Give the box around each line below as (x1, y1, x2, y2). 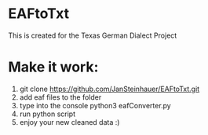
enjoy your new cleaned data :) (19, 117, 120, 126)
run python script (19, 109, 76, 119)
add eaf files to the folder (19, 92, 102, 102)
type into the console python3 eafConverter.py (19, 100, 171, 110)
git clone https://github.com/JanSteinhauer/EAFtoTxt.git (19, 84, 200, 93)
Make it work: (8, 58, 99, 76)
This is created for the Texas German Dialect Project (8, 31, 177, 40)
